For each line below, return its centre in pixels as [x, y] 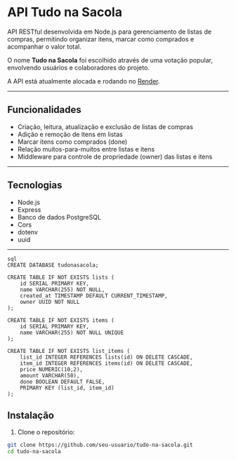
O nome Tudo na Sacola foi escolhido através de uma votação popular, [110, 60]
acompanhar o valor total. [45, 46]
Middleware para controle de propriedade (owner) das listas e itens [115, 156]
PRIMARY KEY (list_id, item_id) [67, 388]
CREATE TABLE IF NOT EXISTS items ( [61, 320]
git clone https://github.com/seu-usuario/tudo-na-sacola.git [100, 445]
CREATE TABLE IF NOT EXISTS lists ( [61, 277]
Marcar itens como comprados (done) [72, 142]
